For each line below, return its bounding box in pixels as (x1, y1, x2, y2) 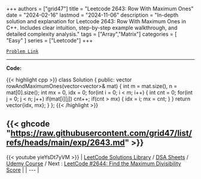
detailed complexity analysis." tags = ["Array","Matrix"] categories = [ (6, 31, 177, 38)
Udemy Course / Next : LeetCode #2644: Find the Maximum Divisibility (6, 160, 181, 167)
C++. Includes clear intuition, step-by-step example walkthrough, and (6, 24, 178, 31)
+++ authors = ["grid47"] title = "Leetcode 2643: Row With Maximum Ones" (6, 5, 194, 12)
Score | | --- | (6, 166, 39, 173)
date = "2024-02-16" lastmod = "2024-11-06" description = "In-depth (6, 11, 179, 19)
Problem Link (6, 48, 39, 54)
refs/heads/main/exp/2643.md (6, 138, 126, 148)
